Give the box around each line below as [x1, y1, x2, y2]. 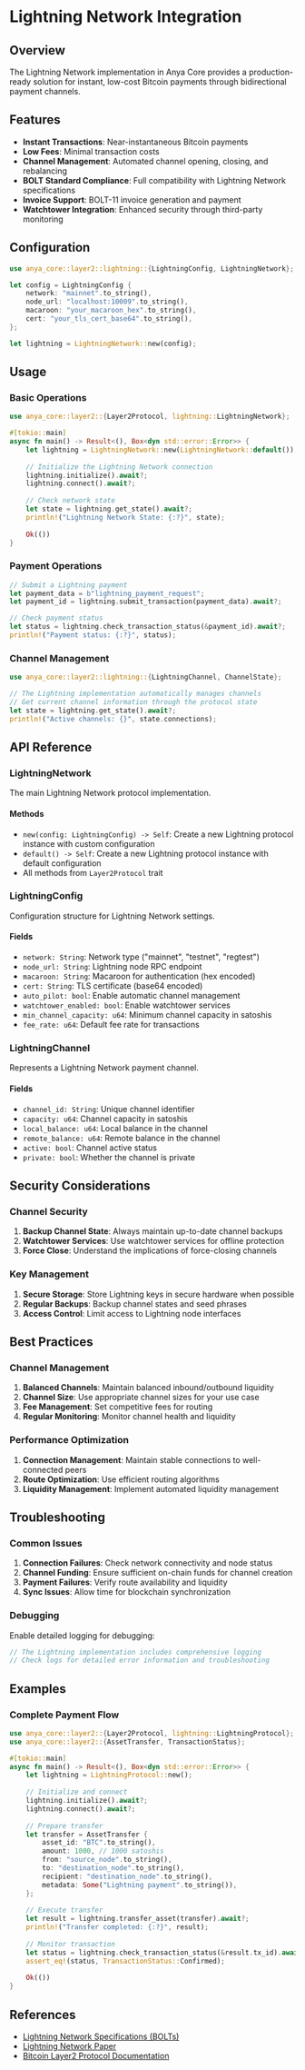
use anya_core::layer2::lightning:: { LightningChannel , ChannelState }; [9, 672, 282, 682]
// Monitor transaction [25, 1939, 116, 1948]
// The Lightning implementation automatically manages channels [9, 689, 261, 699]
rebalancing [22, 165, 68, 176]
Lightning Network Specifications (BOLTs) [22, 2031, 180, 2042]
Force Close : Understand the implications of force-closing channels [22, 1245, 277, 1256]
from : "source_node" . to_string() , [42, 1856, 172, 1865]
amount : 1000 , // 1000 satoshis [42, 1846, 165, 1856]
